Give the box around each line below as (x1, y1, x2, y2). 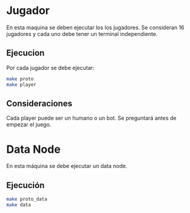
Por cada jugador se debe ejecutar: (6, 64, 95, 71)
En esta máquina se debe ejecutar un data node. (6, 162, 127, 170)
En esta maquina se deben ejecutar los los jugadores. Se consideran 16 (6, 24, 185, 31)
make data (6, 201, 32, 208)
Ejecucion (6, 48, 45, 58)
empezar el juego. (6, 121, 52, 128)
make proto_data (6, 196, 47, 203)
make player (6, 82, 36, 88)
